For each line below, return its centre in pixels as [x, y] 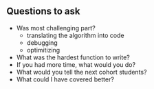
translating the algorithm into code [75, 35]
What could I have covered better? [65, 79]
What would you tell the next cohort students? [81, 72]
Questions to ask [43, 11]
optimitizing [43, 50]
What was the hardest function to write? [73, 57]
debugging [42, 42]
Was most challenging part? [56, 28]
